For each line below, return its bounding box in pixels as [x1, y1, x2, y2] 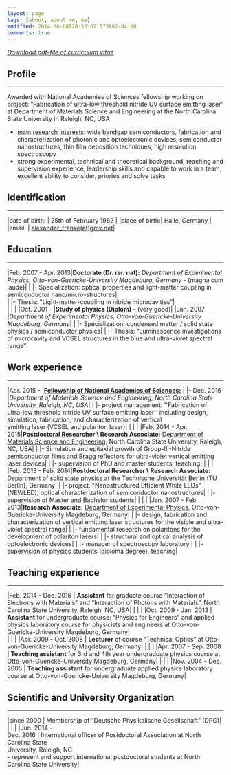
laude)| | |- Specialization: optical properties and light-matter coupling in [7, 283, 212, 291]
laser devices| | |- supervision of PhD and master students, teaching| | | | [7, 459, 214, 468]
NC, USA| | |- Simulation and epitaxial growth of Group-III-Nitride [7, 444, 191, 452]
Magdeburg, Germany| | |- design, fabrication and [65, 510, 208, 519]
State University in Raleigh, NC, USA [7, 115, 110, 123]
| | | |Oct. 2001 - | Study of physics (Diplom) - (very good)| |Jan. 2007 [7, 305, 205, 313]
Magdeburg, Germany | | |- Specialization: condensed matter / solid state [7, 319, 213, 327]
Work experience [7, 362, 82, 373]
